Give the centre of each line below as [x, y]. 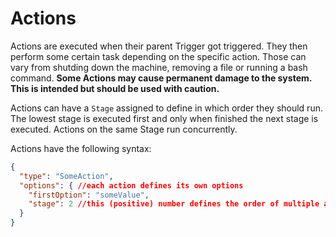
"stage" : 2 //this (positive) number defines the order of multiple [174, 204]
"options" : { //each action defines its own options [131, 185]
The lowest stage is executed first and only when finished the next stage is [164, 118]
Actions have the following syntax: [81, 148]
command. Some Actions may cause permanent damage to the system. [161, 78]
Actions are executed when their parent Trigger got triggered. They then [159, 46]
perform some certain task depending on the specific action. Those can [158, 56]
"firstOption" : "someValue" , [89, 195]
